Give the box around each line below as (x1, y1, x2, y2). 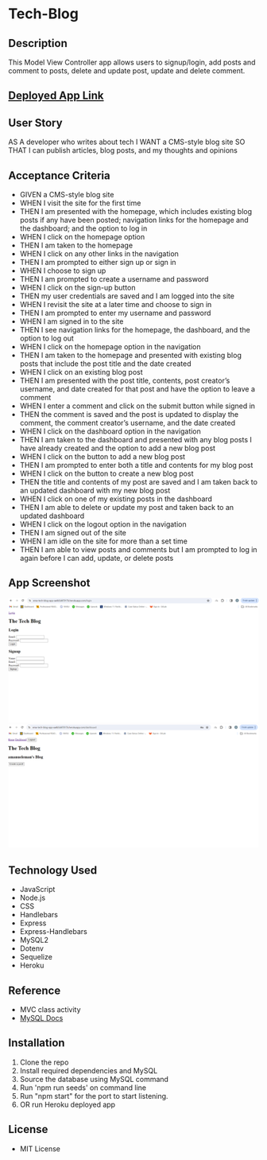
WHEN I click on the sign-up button (19, 283, 136, 293)
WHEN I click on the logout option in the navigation (19, 520, 187, 529)
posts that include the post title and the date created (19, 359, 192, 368)
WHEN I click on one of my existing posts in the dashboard (19, 494, 213, 504)
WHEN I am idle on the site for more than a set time (19, 536, 188, 546)
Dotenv (19, 944, 44, 953)
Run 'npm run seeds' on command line (19, 1083, 147, 1092)
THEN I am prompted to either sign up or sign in (19, 258, 176, 267)
